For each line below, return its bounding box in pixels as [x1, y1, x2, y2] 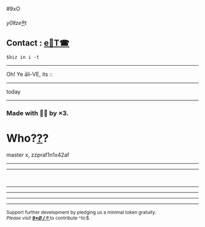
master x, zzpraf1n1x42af [6, 152, 70, 159]
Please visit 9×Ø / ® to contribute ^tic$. [6, 215, 91, 222]
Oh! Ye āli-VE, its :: [6, 70, 53, 78]
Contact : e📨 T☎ [6, 38, 70, 48]
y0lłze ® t [6, 19, 27, 26]
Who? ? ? [6, 131, 49, 145]
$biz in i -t [6, 54, 40, 60]
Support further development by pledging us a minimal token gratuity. [6, 209, 157, 215]
